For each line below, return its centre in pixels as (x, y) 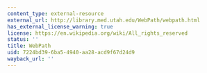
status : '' (23, 40)
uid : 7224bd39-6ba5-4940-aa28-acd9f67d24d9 (71, 53)
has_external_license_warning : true (60, 26)
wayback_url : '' (31, 59)
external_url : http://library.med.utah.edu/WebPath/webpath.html (104, 20)
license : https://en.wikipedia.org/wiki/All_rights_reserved (98, 33)
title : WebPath (29, 46)
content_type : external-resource (56, 14)
